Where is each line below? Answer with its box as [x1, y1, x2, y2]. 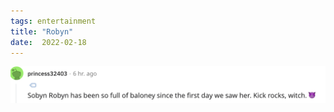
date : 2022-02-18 [10, 37, 87, 47]
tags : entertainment [10, 16, 97, 26]
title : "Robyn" [10, 26, 74, 37]
